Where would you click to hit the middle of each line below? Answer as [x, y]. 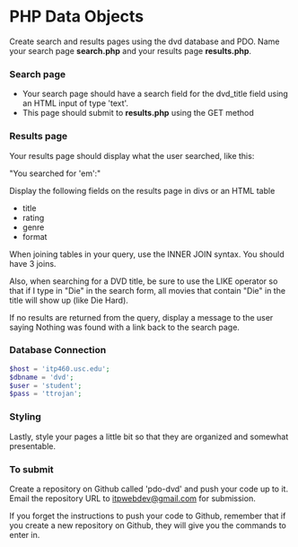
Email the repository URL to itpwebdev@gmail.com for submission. [132, 498]
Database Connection [58, 350]
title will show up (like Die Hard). [69, 300]
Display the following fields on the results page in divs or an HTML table [142, 190]
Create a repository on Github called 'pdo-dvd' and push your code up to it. [149, 489]
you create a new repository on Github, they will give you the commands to [148, 525]
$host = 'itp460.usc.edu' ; [60, 369]
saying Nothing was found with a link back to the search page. [125, 327]
